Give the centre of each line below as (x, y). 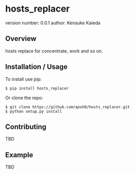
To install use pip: (24, 79)
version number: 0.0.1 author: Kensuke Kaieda (53, 23)
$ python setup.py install (34, 111)
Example (19, 155)
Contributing (26, 127)
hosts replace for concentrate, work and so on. (54, 51)
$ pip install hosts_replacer (37, 88)
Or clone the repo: (24, 98)
